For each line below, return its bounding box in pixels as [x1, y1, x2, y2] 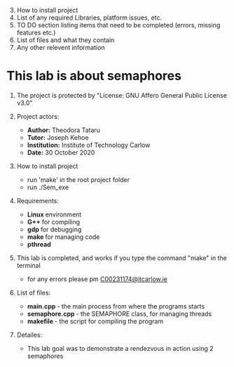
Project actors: [16, 112, 60, 120]
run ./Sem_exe [27, 183, 69, 191]
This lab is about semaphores [6, 68, 181, 84]
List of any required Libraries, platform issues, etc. [16, 13, 163, 22]
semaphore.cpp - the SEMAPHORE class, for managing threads [27, 309, 212, 318]
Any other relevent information [16, 44, 106, 51]
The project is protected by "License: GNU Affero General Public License [16, 91, 227, 99]
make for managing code [27, 232, 100, 241]
